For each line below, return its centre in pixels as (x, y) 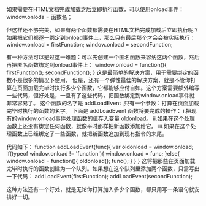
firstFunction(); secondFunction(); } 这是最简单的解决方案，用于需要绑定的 (100, 72)
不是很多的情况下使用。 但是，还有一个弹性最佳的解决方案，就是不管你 (101, 80)
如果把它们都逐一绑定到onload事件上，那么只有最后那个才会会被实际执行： (101, 38)
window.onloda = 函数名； (40, 17)
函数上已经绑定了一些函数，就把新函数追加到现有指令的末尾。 (89, 134)
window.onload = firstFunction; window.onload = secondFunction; (90, 45)
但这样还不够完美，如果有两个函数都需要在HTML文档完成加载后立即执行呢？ (103, 30)
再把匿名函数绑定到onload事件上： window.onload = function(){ (86, 65)
